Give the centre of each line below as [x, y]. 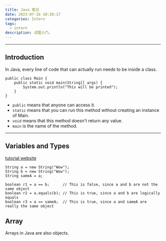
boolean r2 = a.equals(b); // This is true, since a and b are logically [83, 193]
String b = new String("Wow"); [37, 171]
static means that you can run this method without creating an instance [86, 110]
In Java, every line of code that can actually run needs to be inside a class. [81, 69]
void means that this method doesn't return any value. [67, 120]
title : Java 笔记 [22, 10]
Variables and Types [37, 146]
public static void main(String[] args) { [58, 83]
